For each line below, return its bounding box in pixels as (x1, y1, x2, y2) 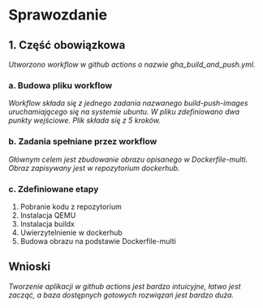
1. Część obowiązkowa (8, 38, 126, 52)
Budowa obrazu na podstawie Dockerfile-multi (19, 236, 176, 245)
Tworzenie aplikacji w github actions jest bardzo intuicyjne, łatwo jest (8, 281, 241, 291)
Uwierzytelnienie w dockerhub (19, 228, 123, 237)
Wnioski (8, 260, 51, 274)
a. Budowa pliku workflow (8, 80, 113, 91)
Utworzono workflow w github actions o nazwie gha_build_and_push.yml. (8, 59, 256, 69)
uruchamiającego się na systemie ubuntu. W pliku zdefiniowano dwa (8, 107, 240, 117)
